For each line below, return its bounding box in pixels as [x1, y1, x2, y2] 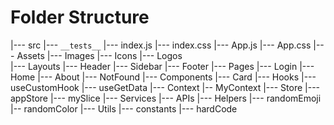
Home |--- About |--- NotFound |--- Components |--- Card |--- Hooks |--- [10, 71, 317, 83]
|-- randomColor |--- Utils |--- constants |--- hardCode [10, 102, 238, 115]
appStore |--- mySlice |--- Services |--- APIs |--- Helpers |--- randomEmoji [10, 92, 322, 104]
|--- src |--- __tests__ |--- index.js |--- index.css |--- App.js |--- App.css [10, 39, 312, 51]
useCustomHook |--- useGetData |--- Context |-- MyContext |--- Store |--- [10, 81, 321, 93]
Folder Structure [10, 6, 150, 29]
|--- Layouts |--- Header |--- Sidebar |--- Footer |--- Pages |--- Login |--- [10, 60, 315, 72]
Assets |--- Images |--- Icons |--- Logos [16, 49, 183, 61]
